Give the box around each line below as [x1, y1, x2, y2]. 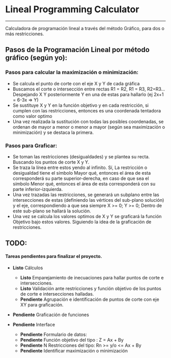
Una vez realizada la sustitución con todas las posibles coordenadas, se [12, 118, 164, 125]
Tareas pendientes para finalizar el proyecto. [5, 253, 102, 259]
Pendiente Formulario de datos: [20, 331, 88, 338]
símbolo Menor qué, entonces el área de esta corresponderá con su [12, 180, 156, 187]
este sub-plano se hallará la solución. [12, 208, 92, 214]
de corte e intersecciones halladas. [20, 291, 94, 297]
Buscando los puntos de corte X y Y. [12, 159, 90, 165]
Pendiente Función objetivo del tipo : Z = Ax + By [20, 337, 124, 343]
